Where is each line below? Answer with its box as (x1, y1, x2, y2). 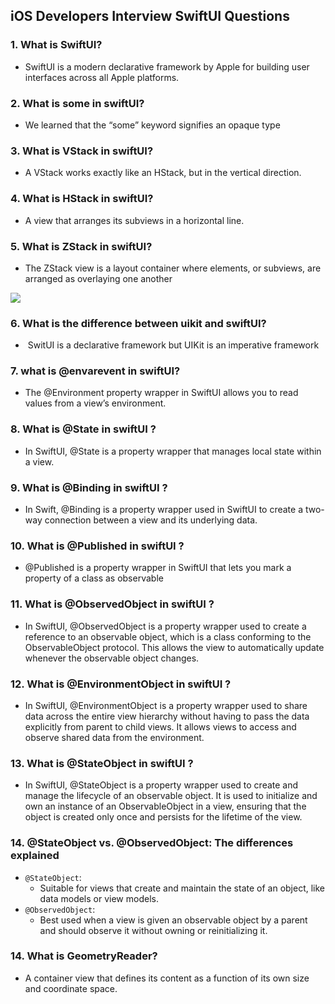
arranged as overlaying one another (24, 272, 173, 284)
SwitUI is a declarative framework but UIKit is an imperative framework (27, 339, 320, 351)
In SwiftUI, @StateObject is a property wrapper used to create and (24, 779, 299, 791)
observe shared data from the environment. (24, 731, 205, 743)
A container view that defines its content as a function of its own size (24, 972, 310, 984)
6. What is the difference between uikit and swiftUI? (10, 316, 267, 330)
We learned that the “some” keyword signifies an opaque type (24, 119, 281, 131)
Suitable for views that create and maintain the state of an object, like (39, 882, 326, 894)
